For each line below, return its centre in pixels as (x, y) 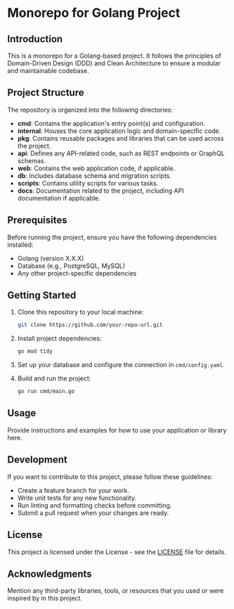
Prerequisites (37, 220)
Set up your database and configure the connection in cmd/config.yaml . (121, 365)
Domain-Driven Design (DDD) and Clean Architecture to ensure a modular (114, 63)
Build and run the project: (54, 378)
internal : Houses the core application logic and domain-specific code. (119, 131)
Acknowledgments (50, 573)
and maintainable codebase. (48, 71)
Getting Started (42, 296)
